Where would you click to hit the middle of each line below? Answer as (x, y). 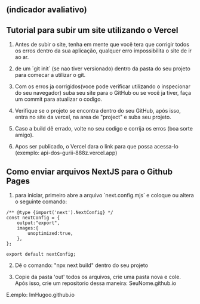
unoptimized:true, (50, 234)
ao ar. (22, 57)
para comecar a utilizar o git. (50, 75)
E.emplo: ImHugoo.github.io (40, 295)
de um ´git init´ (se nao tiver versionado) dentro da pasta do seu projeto (103, 69)
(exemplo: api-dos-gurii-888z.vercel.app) (66, 153)
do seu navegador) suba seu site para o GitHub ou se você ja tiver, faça (103, 93)
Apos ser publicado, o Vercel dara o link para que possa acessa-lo (97, 147)
